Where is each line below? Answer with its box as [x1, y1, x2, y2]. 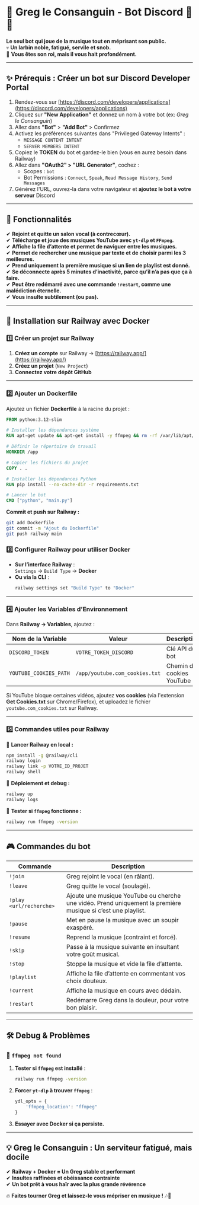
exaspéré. [66, 923, 94, 932]
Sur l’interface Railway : [14, 561, 75, 568]
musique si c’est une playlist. [66, 906, 146, 914]
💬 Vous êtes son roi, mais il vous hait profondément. [6, 50, 137, 58]
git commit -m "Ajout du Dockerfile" [6, 525, 99, 531]
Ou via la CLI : [14, 573, 49, 581]
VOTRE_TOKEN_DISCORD [75, 649, 134, 656]
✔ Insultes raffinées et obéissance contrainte [6, 1174, 120, 1181]
